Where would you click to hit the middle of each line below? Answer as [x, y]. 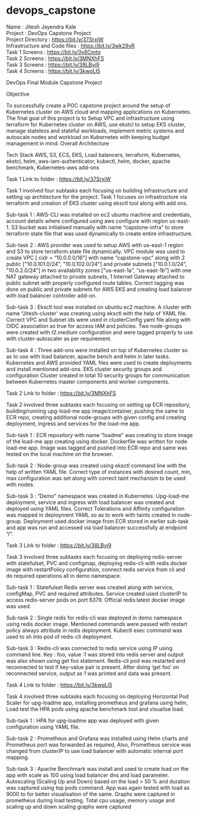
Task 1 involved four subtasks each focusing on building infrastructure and [97, 190]
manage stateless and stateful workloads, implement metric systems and [95, 131]
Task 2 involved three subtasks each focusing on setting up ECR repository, [98, 404]
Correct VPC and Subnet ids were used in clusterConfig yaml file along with [99, 320]
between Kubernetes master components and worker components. [88, 381]
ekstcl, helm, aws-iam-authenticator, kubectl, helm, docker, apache [88, 161]
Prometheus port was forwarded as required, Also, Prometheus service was [99, 744]
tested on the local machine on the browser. [60, 454]
